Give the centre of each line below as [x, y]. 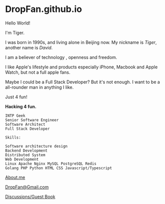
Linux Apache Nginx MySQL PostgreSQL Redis [51, 164]
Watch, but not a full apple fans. [38, 72]
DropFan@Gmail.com [27, 187]
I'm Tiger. [15, 32]
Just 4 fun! [16, 97]
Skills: [13, 137]
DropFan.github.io [43, 9]
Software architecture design [37, 146]
